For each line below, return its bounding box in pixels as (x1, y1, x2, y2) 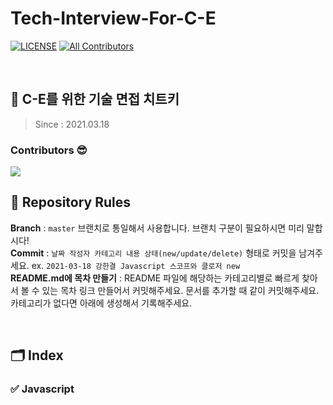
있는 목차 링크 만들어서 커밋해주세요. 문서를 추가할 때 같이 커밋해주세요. (41, 284, 320, 296)
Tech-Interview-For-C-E (10, 7, 217, 30)
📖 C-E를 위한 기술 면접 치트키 (10, 91, 180, 108)
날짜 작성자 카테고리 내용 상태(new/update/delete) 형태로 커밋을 (51, 247, 297, 259)
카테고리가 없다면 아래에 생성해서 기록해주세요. (10, 297, 193, 309)
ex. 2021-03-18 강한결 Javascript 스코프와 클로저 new (31, 259, 241, 271)
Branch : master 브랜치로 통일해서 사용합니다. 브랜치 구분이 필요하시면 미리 (10, 222, 305, 234)
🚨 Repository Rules (10, 194, 132, 211)
